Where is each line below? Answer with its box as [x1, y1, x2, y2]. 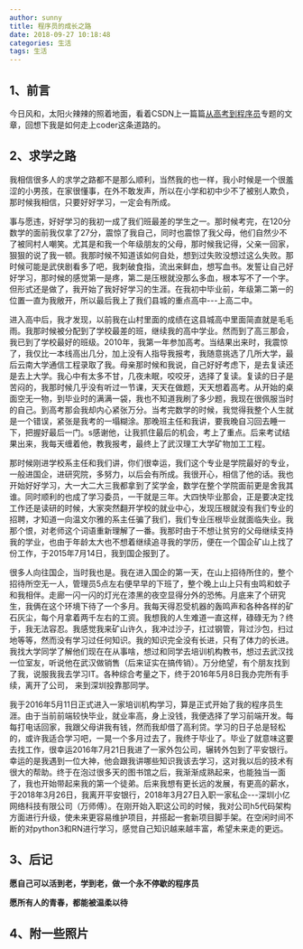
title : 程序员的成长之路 [9, 22, 92, 31]
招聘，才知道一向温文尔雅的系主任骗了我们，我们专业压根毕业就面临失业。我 [9, 514, 294, 525]
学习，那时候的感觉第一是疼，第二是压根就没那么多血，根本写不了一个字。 [16, 272, 294, 283]
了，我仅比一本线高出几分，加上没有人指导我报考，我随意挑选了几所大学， [9, 348, 286, 358]
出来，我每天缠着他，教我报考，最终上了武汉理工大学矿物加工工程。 [16, 438, 271, 449]
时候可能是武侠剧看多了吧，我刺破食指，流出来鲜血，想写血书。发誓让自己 [9, 261, 286, 272]
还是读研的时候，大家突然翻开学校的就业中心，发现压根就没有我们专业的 [24, 502, 294, 513]
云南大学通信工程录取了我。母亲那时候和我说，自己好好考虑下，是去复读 [16, 358, 286, 370]
